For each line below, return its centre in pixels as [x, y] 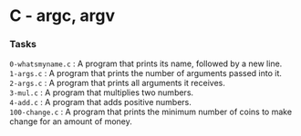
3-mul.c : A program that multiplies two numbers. [102, 92]
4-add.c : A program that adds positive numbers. [100, 102]
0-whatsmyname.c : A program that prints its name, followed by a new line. [146, 63]
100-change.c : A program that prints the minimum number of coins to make [151, 112]
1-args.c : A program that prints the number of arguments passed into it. [146, 73]
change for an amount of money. [71, 121]
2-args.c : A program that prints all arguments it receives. [118, 83]
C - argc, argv [62, 16]
